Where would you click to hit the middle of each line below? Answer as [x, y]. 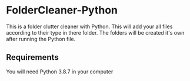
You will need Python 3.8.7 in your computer [60, 72]
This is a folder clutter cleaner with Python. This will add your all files [89, 26]
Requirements [32, 57]
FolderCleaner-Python [62, 10]
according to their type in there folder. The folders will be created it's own [95, 32]
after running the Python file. [41, 39]
